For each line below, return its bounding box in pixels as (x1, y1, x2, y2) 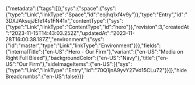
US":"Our (5, 61, 28, 68)
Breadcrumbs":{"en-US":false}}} (5, 73, 84, 80)
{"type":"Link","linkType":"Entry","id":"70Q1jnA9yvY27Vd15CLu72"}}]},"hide (5, 67, 187, 73)
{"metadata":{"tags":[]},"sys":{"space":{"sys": (5, 5, 117, 12)
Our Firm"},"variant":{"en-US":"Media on (85, 48, 183, 55)
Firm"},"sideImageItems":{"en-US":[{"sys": (29, 61, 133, 68)
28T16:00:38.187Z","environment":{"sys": (5, 36, 105, 42)
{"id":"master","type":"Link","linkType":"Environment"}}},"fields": (5, 42, 161, 49)
